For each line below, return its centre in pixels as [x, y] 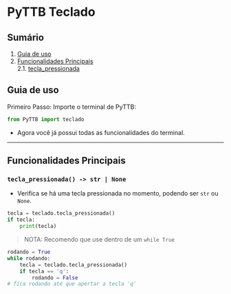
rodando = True [29, 252]
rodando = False [55, 277]
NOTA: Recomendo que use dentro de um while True [99, 239]
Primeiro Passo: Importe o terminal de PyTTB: [71, 107]
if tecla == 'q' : [44, 271]
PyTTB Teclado [51, 12]
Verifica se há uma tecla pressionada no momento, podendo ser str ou [118, 193]
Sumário [26, 38]
